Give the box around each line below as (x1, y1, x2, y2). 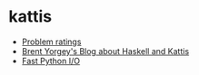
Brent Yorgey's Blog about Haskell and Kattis (21, 45, 190, 56)
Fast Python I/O (21, 55, 81, 66)
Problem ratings (21, 36, 82, 47)
